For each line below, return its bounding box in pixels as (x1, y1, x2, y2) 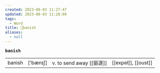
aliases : (5, 30, 23, 35)
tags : (5, 16, 16, 21)
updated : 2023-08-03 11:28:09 (5, 12, 67, 17)
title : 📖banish (5, 25, 36, 30)
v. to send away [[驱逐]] (52, 59, 107, 66)
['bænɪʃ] (27, 59, 48, 66)
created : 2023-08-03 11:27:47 (5, 7, 67, 12)
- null (9, 35, 23, 40)
